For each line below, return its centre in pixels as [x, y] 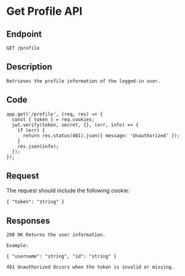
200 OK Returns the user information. [56, 235]
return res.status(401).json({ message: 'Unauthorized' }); [101, 136]
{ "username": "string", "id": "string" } [61, 256]
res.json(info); [38, 146]
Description [29, 67]
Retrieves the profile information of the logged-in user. [84, 81]
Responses [28, 220]
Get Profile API [45, 11]
